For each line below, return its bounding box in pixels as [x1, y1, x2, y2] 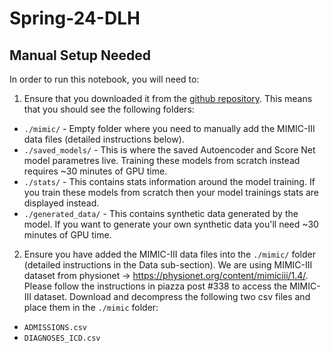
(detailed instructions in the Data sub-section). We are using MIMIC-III [23, 259, 313, 271]
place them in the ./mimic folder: [23, 302, 159, 313]
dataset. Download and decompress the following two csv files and [33, 291, 311, 302]
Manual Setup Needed [9, 47, 152, 64]
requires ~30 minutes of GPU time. [23, 165, 168, 177]
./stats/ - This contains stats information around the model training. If [23, 176, 316, 187]
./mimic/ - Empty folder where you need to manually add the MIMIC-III [23, 123, 316, 134]
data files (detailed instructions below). [23, 133, 185, 145]
